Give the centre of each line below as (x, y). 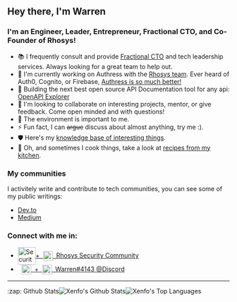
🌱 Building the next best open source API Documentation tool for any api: (123, 89)
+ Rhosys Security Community (87, 255)
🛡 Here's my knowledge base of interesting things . (91, 138)
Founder (22, 40)
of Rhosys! (57, 40)
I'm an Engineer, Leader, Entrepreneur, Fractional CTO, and (110, 32)
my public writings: (35, 196)
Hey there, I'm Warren (56, 12)
